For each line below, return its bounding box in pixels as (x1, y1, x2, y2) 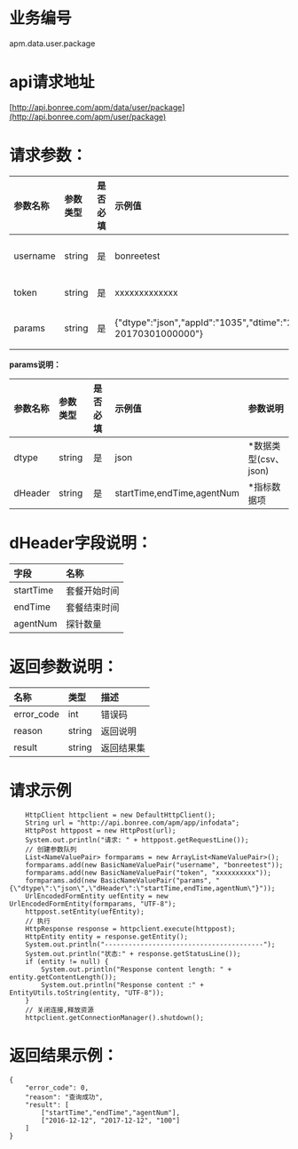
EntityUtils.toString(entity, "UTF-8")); (9, 988, 165, 997)
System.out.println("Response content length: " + (41, 965, 232, 974)
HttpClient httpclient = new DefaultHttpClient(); (25, 810, 216, 819)
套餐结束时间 (66, 601, 120, 613)
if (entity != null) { (25, 957, 109, 966)
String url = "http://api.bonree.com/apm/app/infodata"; (25, 818, 240, 827)
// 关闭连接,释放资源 (25, 1005, 95, 1014)
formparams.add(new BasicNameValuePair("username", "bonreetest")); (25, 860, 284, 869)
